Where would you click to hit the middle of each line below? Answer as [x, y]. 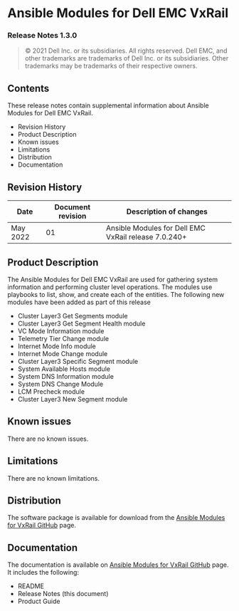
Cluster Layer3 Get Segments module [73, 315]
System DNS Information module [65, 376]
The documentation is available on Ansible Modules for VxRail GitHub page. [118, 565]
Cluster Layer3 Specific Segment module [78, 361]
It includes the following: [43, 573]
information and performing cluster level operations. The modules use [110, 287]
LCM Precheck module [51, 391]
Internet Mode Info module [57, 346]
